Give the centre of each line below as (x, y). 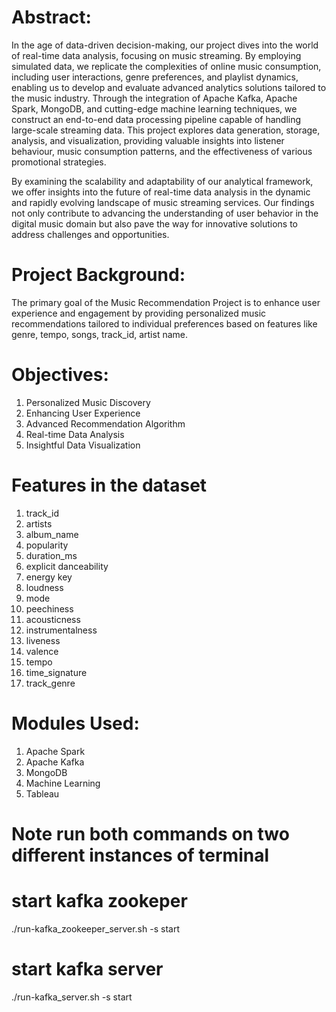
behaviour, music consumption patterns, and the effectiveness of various (162, 151)
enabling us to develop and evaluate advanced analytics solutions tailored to (169, 87)
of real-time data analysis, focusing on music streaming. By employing (156, 55)
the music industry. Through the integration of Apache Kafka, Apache (154, 98)
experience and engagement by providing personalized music (139, 313)
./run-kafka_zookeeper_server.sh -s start (95, 928)
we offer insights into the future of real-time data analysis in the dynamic (161, 192)
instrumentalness (61, 630)
